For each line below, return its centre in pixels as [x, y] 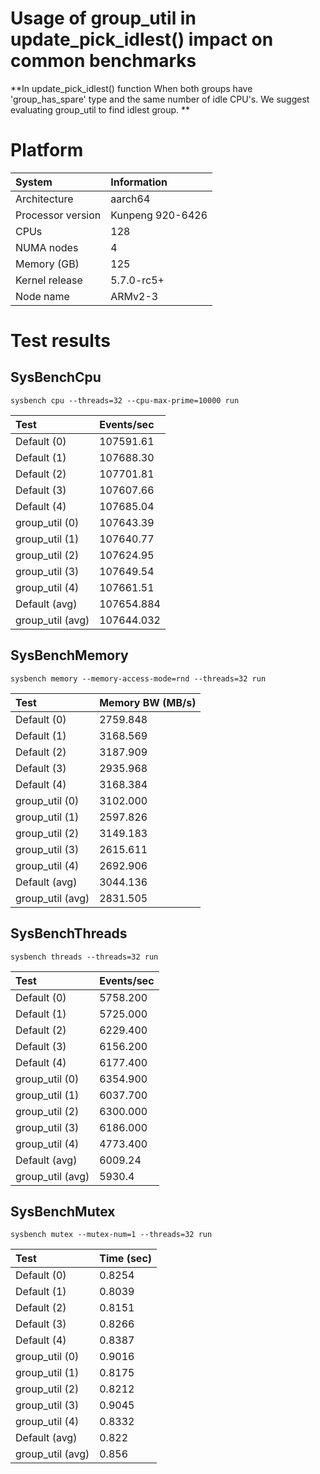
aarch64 [130, 199]
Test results [60, 341]
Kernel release [49, 280]
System [34, 182]
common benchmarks [103, 61]
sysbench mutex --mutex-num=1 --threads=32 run [111, 1235]
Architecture [44, 199]
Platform [47, 150]
